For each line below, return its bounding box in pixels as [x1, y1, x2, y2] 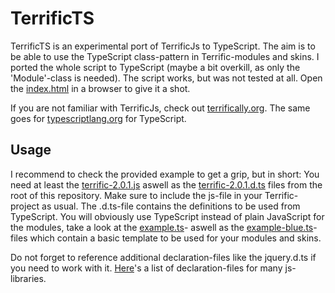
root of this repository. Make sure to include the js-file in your [10, 189, 263, 201]
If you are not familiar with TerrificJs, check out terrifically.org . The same [10, 102, 311, 114]
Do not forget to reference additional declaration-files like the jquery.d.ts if [10, 251, 317, 263]
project [10, 200, 40, 212]
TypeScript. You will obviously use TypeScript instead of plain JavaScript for [10, 210, 325, 222]
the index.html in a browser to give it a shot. [10, 82, 191, 94]
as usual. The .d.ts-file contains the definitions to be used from [41, 200, 301, 212]
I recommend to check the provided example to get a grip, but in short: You [10, 168, 320, 180]
